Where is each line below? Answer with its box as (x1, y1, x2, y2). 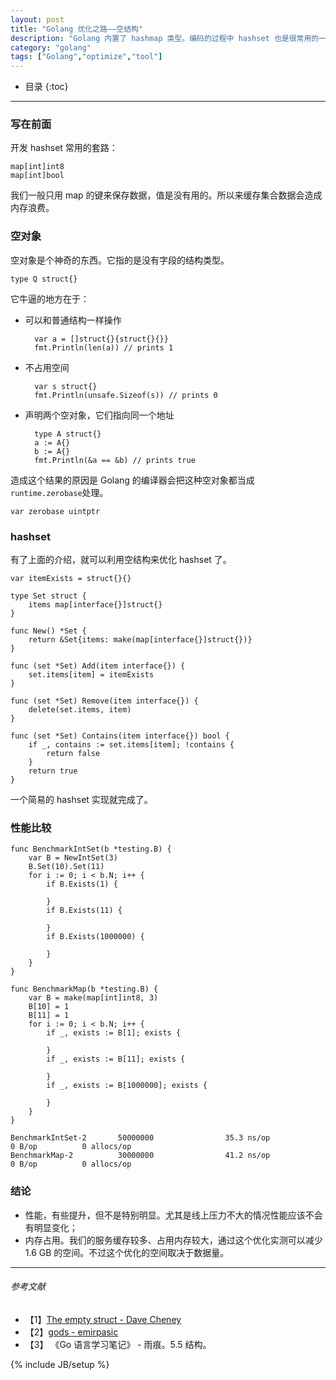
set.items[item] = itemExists (28, 670, 155, 680)
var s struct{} (34, 381, 98, 391)
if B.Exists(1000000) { (46, 932, 145, 942)
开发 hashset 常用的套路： (10, 142, 118, 154)
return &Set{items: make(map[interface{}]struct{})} (28, 635, 253, 645)
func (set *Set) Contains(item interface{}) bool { (10, 731, 230, 741)
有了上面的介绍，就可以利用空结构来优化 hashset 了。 (10, 554, 232, 566)
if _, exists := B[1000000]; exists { (46, 1081, 208, 1091)
